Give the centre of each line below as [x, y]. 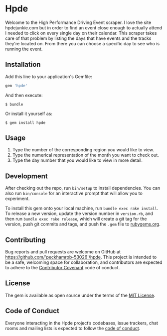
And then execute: [24, 95]
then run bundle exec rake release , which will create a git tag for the [76, 219]
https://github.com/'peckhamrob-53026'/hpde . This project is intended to [81, 257]
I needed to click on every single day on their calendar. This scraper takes [81, 33]
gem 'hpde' [16, 86]
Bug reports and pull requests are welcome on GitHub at [63, 252]
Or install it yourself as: [29, 113]
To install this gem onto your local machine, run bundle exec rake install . [82, 208]
